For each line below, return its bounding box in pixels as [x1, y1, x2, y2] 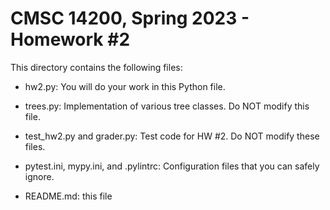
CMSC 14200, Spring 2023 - [10, 7, 250, 30]
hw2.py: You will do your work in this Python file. [24, 80, 226, 92]
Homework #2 [10, 28, 131, 51]
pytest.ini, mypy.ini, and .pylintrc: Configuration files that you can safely [24, 160, 320, 172]
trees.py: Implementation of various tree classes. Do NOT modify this [24, 100, 310, 112]
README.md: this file [24, 190, 113, 202]
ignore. [24, 170, 55, 182]
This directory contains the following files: [10, 61, 183, 73]
